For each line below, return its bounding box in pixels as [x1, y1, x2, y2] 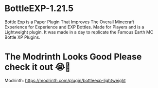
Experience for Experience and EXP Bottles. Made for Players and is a [4, 24, 144, 29]
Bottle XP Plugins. [4, 34, 40, 40]
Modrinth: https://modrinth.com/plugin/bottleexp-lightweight [4, 77, 126, 83]
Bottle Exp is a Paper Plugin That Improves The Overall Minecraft [4, 19, 134, 25]
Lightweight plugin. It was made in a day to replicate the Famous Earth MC [4, 29, 154, 35]
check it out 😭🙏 [4, 61, 71, 73]
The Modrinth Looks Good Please [4, 51, 142, 62]
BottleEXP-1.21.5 [4, 3, 74, 14]
